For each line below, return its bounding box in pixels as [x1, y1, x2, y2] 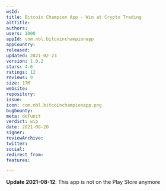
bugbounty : [6, 108, 33, 114]
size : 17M [6, 80, 31, 86]
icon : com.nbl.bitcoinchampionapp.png [6, 102, 102, 108]
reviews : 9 [6, 75, 33, 80]
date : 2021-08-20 [6, 124, 49, 130]
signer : [6, 130, 25, 136]
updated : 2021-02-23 [6, 53, 58, 59]
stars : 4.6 [6, 63, 33, 70]
